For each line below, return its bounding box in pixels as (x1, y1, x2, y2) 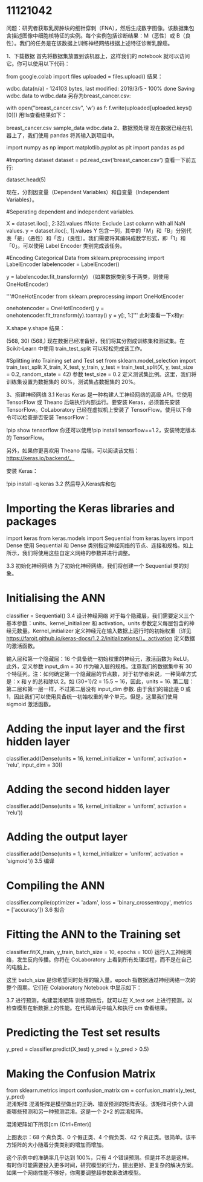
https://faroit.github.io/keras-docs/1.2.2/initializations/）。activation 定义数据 (6, 634, 195, 641)
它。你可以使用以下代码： (6, 60, 70, 67)
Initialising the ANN (6, 591, 106, 605)
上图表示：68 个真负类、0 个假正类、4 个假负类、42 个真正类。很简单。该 (6, 1134, 192, 1141)
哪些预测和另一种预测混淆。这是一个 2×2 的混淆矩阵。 (11, 1108, 147, 1115)
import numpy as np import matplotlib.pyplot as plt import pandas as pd (6, 143, 185, 151)
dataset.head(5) (6, 176, 47, 183)
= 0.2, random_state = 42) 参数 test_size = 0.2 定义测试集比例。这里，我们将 (6, 370, 196, 378)
